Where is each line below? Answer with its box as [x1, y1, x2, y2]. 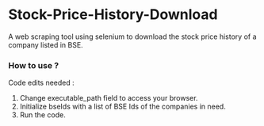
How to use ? [8, 59, 59, 71]
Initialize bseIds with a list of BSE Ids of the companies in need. [19, 101, 226, 112]
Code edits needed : [8, 78, 75, 88]
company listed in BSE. [8, 40, 83, 49]
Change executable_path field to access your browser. [19, 94, 198, 103]
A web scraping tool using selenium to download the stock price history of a [8, 32, 257, 41]
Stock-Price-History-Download [8, 6, 218, 24]
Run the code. [19, 110, 66, 120]
